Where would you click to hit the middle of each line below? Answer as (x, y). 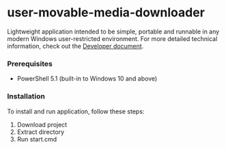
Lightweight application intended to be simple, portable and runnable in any (113, 31)
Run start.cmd (37, 139)
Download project (42, 124)
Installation (26, 96)
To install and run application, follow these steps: (76, 111)
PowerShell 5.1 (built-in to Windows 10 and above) (87, 79)
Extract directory (41, 132)
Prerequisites (30, 64)
